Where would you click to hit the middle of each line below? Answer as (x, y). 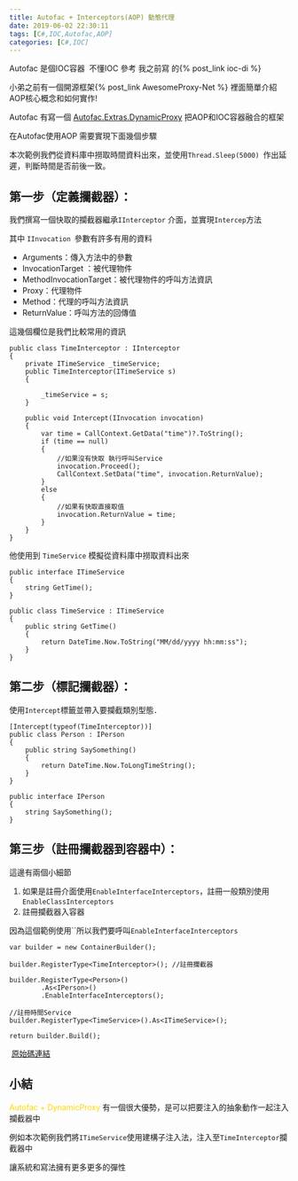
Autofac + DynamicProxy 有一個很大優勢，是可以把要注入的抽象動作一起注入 (149, 1107)
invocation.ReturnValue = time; (116, 515)
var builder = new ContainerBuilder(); (83, 947)
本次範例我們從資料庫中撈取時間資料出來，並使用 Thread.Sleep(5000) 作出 (144, 155)
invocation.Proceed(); (98, 466)
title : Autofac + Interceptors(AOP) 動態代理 (92, 17)
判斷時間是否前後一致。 (67, 166)
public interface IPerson (57, 796)
